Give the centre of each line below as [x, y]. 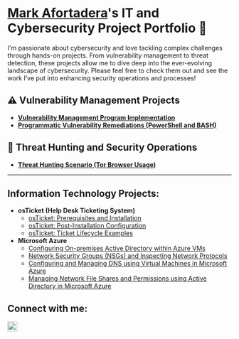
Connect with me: [48, 308]
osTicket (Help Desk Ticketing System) [76, 210]
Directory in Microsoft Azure [70, 286]
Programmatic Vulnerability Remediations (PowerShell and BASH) [117, 125]
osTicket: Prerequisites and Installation [85, 218]
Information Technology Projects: [84, 193]
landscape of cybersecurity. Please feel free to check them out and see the [118, 70]
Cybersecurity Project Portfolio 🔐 [107, 28]
